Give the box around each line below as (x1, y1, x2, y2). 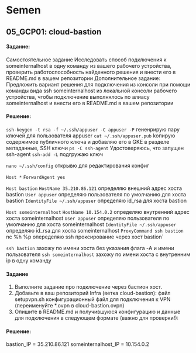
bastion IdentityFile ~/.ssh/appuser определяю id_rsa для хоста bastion (6, 197, 187, 204)
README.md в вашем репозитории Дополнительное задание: (6, 74, 161, 82)
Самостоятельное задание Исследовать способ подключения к (6, 56, 167, 63)
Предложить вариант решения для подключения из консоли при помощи (6, 81, 191, 88)
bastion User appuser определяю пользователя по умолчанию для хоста (6, 191, 186, 198)
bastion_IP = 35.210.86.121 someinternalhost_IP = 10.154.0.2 (6, 341, 150, 348)
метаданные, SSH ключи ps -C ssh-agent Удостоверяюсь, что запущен (6, 144, 184, 151)
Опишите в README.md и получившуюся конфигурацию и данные (14, 308, 181, 316)
